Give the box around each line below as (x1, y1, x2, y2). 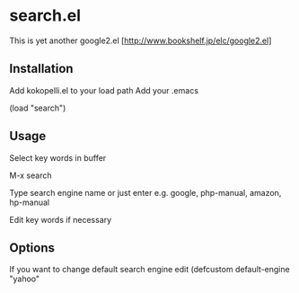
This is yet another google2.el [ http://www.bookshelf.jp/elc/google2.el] (9, 35, 272, 46)
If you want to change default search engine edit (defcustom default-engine (9, 264, 290, 275)
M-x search (9, 170, 52, 181)
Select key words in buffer (9, 152, 107, 163)
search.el (9, 5, 82, 26)
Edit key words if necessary (9, 214, 112, 225)
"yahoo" (9, 273, 40, 284)
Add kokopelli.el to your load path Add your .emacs (9, 84, 199, 95)
